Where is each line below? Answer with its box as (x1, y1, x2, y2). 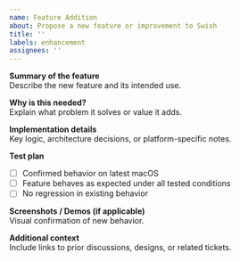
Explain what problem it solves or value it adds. (9, 107, 183, 118)
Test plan (9, 151, 45, 161)
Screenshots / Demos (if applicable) (9, 206, 145, 216)
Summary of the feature (9, 70, 100, 81)
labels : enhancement (9, 37, 87, 47)
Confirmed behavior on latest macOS (21, 168, 159, 179)
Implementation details (9, 124, 97, 135)
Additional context (9, 232, 80, 243)
